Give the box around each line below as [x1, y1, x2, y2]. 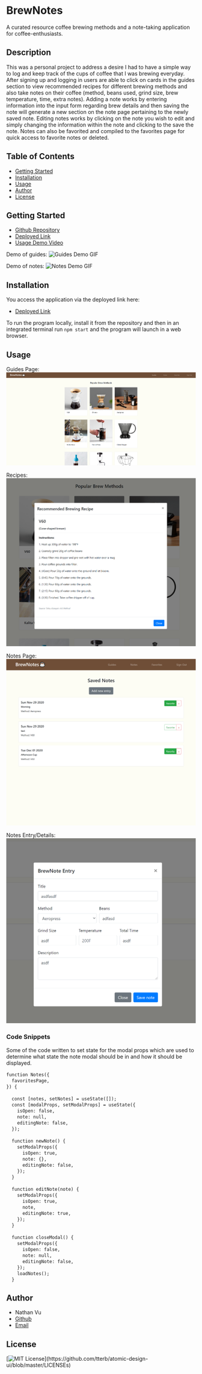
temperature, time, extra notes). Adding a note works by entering [6, 95, 167, 102]
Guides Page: [6, 366, 40, 372]
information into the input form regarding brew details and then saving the [6, 102, 189, 109]
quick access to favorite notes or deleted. [6, 134, 109, 141]
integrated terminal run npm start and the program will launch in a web [6, 326, 182, 333]
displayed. [6, 1059, 32, 1067]
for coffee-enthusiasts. [6, 30, 63, 37]
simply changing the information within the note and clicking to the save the [6, 121, 194, 128]
